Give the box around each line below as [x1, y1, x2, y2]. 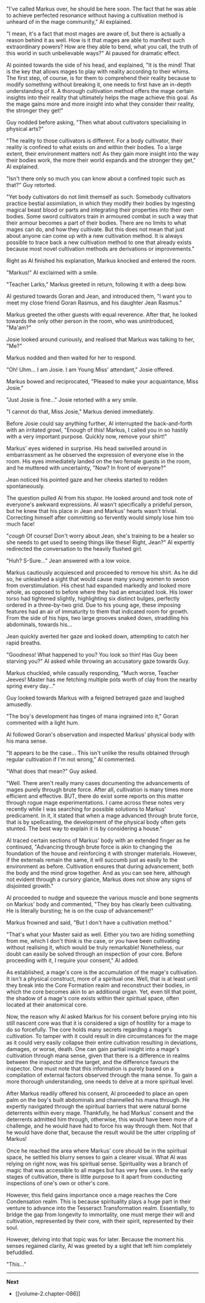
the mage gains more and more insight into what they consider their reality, [6, 100, 195, 108]
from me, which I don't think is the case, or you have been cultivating [6, 937, 180, 944]
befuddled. [6, 1249, 34, 1256]
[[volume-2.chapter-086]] [15, 1290, 81, 1297]
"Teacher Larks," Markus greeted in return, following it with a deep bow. [6, 281, 187, 288]
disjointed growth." [6, 882, 54, 889]
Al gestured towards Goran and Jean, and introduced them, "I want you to [6, 293, 192, 300]
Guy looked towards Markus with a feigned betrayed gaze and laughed [6, 694, 185, 701]
